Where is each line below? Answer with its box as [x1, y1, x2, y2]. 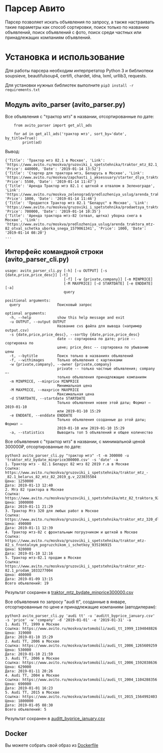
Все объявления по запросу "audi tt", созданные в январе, [5, 599, 127, 605]
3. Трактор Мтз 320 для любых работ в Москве [5, 508, 98, 513]
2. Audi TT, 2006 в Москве [5, 639, 60, 644]
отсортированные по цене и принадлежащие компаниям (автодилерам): [5, 604, 157, 610]
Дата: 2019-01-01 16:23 [5, 685, 53, 691]
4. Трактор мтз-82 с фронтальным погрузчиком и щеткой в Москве [5, 530, 138, 535]
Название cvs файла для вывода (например [57, 323, 142, 328]
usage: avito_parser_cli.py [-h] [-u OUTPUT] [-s [5, 268, 108, 273]
